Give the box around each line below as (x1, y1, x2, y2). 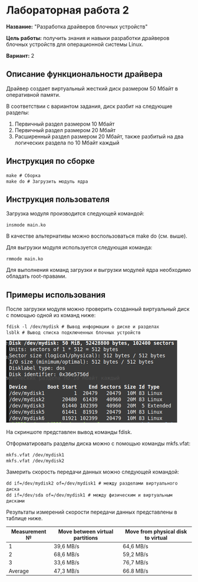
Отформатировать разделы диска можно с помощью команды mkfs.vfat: (6, 440, 190, 447)
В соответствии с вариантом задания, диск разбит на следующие (6, 103, 173, 110)
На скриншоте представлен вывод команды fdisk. (6, 429, 133, 436)
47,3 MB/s (54, 567, 80, 574)
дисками (6, 498, 25, 504)
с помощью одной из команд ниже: (6, 312, 96, 319)
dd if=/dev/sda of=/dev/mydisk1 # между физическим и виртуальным (6, 492, 173, 498)
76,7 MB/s (123, 559, 148, 566)
